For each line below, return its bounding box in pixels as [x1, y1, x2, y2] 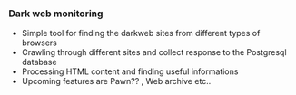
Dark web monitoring [8, 7, 104, 20]
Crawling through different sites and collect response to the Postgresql [21, 47, 287, 58]
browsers [21, 37, 58, 48]
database [21, 57, 57, 68]
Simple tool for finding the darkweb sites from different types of [21, 28, 261, 39]
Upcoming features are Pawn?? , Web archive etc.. [21, 76, 212, 87]
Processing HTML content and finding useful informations [21, 66, 239, 77]
